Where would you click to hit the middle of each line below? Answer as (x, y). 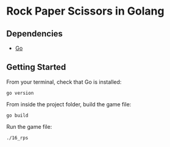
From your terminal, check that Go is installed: (64, 82)
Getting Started (36, 67)
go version (20, 93)
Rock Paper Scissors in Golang (85, 11)
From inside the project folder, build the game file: (69, 104)
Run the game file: (29, 126)
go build (17, 115)
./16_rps (17, 138)
